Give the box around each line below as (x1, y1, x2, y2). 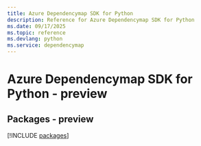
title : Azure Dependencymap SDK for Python (7, 10, 134, 17)
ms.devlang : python (7, 36, 63, 42)
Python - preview (7, 86, 108, 101)
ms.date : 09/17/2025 (7, 23, 67, 29)
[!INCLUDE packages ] (7, 132, 69, 139)
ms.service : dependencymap (7, 42, 84, 49)
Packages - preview (7, 113, 94, 125)
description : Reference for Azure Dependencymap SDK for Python (7, 16, 195, 23)
